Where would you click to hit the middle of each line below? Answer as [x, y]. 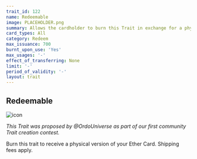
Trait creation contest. [33, 132]
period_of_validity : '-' [36, 72]
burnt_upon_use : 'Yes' [34, 50]
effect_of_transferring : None [43, 60]
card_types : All [26, 33]
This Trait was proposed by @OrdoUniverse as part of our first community [96, 126]
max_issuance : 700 [28, 45]
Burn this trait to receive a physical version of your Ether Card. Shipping [93, 144]
